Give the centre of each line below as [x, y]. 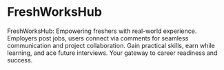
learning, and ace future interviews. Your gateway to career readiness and [112, 53]
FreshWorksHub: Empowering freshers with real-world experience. [102, 31]
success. [20, 60]
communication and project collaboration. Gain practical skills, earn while [111, 45]
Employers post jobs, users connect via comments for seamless [98, 38]
